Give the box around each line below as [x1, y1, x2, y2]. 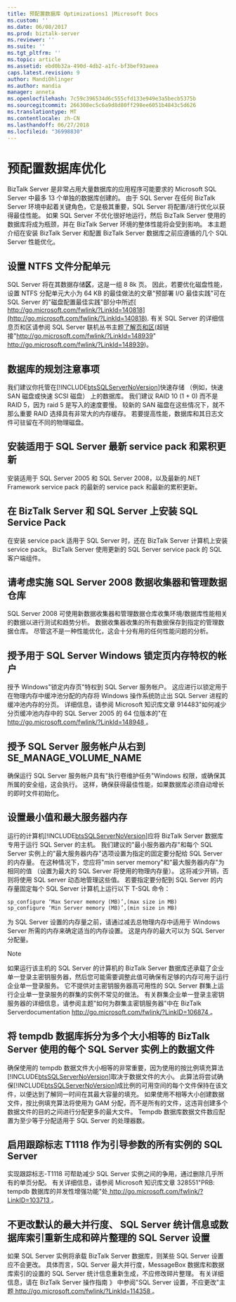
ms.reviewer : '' [7, 37, 55, 44]
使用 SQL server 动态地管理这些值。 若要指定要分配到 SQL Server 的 [19, 875, 217, 884]
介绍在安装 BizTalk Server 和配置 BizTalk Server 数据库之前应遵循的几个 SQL [7, 229, 228, 238]
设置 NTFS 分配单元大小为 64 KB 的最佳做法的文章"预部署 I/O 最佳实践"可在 [7, 289, 226, 297]
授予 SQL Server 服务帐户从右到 [7, 740, 146, 752]
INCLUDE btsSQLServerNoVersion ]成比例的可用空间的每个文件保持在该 [17, 1081, 222, 1090]
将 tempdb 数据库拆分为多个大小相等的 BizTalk [7, 1031, 211, 1043]
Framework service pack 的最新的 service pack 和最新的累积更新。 [7, 482, 202, 491]
